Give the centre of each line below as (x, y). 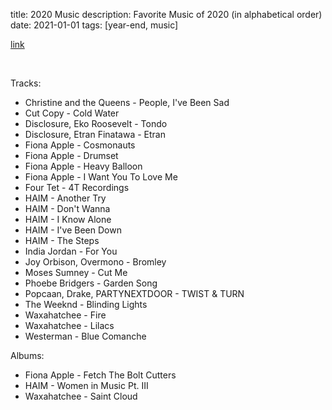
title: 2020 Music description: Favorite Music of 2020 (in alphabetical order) (166, 14)
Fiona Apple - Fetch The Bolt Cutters (100, 375)
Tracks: (26, 83)
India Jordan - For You (71, 251)
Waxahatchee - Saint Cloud (81, 396)
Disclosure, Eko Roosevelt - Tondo (96, 123)
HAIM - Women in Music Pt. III (86, 385)
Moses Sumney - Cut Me (76, 272)
